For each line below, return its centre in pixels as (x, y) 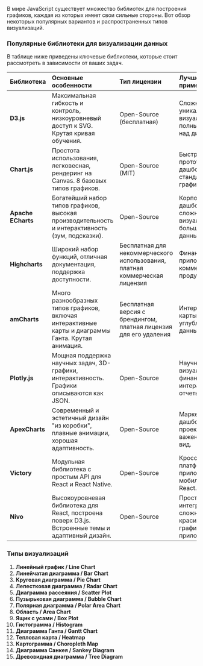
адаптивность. (73, 448)
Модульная (68, 462)
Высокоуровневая (79, 498)
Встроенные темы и (81, 528)
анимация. (67, 346)
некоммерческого (146, 253)
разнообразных (75, 301)
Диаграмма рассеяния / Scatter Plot (64, 592)
